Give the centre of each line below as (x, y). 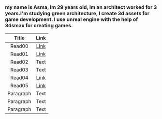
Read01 (19, 54)
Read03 (19, 70)
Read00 (19, 46)
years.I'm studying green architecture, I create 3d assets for (77, 13)
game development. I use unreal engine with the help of (72, 19)
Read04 (19, 78)
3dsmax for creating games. (39, 25)
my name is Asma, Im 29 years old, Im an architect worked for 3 (81, 7)
